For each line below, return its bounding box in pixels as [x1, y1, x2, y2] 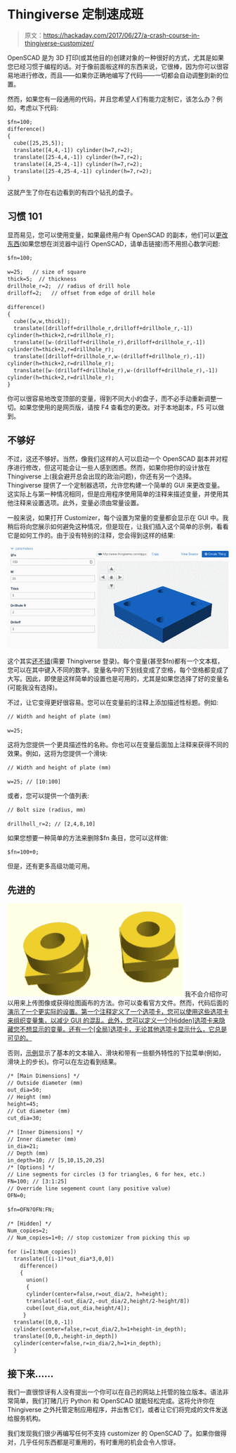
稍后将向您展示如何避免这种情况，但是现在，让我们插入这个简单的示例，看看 [7, 522, 229, 531]
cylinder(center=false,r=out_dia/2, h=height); [25, 1290, 169, 1298]
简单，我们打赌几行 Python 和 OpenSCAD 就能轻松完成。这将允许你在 [13, 1397, 216, 1405]
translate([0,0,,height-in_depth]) [13, 1333, 118, 1340]
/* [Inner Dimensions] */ [7, 1129, 83, 1136]
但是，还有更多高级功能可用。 [7, 861, 93, 870]
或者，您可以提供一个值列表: [7, 791, 90, 799]
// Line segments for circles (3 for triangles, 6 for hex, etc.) [7, 1171, 206, 1179]
